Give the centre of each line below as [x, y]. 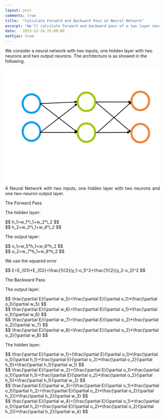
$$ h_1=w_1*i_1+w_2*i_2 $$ [32, 222]
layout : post [18, 10]
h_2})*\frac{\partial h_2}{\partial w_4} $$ [47, 411]
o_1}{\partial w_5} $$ [26, 304]
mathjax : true [20, 36]
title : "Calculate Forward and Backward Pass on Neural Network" [74, 21]
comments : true [21, 15]
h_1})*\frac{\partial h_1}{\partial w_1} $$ [45, 365]
